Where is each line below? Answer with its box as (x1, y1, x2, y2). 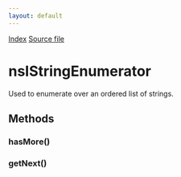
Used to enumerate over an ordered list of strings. (8, 88, 175, 98)
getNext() (8, 158, 47, 169)
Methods (8, 112, 55, 126)
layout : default (8, 11, 63, 20)
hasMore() (8, 136, 51, 147)
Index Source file (8, 34, 64, 43)
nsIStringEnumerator (8, 62, 151, 80)
